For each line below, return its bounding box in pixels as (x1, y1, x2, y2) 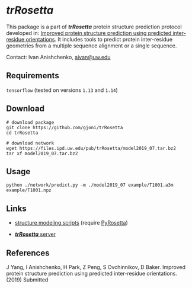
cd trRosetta (6, 130, 39, 136)
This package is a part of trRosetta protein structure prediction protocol (6, 23, 182, 30)
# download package (6, 119, 55, 125)
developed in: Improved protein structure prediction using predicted (6, 29, 172, 36)
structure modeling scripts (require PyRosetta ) (14, 219, 129, 226)
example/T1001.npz (6, 187, 52, 193)
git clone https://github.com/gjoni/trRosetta (6, 124, 123, 130)
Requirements (6, 71, 59, 81)
